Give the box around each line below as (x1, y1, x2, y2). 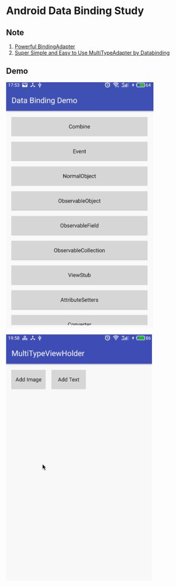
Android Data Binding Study (6, 4, 144, 18)
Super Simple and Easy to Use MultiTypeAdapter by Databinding (14, 49, 170, 56)
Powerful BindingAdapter (14, 43, 75, 50)
